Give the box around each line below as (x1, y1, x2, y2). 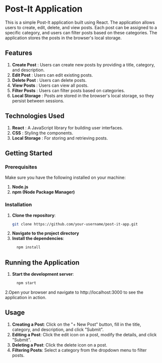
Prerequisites (5, 163, 37, 170)
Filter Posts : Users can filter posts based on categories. (12, 87, 125, 93)
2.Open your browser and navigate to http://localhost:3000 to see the (5, 289, 144, 295)
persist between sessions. (12, 98, 64, 104)
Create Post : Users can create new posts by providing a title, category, (12, 62, 155, 67)
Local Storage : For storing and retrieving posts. (12, 135, 108, 141)
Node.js (12, 184, 29, 190)
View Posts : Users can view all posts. (12, 82, 88, 88)
